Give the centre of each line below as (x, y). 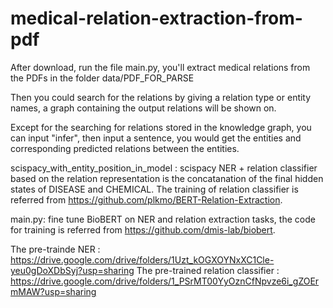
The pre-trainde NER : (55, 249)
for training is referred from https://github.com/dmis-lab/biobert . (143, 229)
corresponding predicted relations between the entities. (125, 148)
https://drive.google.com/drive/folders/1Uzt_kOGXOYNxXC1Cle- (142, 259)
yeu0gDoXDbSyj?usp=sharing (72, 270)
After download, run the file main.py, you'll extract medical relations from (160, 67)
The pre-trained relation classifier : (208, 270)
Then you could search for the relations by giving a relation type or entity (161, 97)
